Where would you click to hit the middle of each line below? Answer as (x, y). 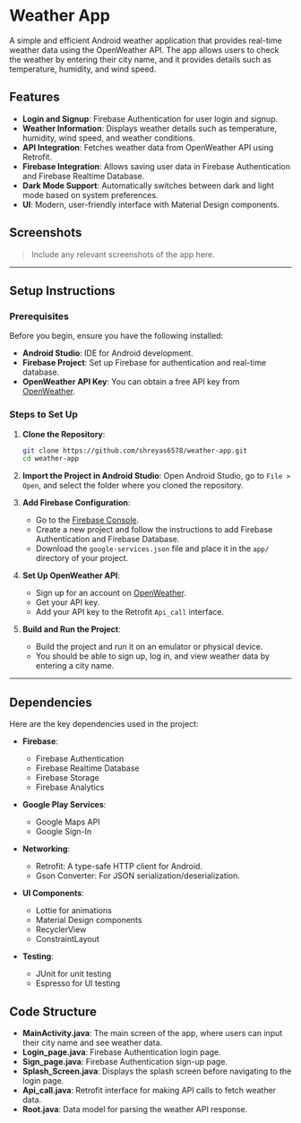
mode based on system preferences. (90, 194)
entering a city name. (75, 666)
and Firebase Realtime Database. (83, 176)
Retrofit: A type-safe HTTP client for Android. (119, 867)
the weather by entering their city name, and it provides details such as (140, 59)
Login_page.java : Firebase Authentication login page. (121, 1052)
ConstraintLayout (68, 939)
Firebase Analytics (70, 787)
